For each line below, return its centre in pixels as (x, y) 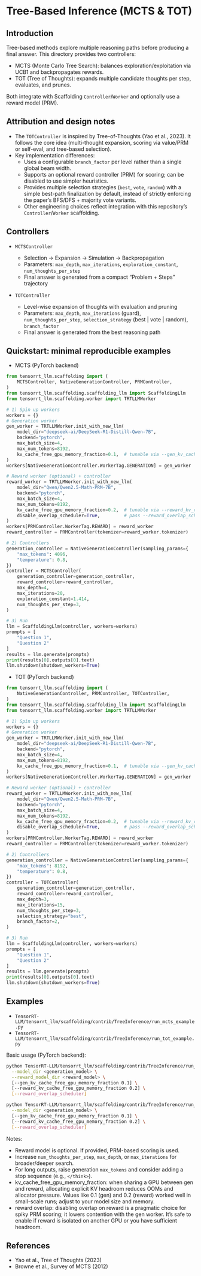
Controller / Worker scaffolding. (62, 213)
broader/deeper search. (44, 1163)
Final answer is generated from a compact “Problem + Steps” (99, 277)
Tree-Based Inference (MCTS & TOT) (99, 11)
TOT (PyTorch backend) (44, 677)
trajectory (36, 283)
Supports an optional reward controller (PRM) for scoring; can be (104, 174)
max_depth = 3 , (33, 899)
